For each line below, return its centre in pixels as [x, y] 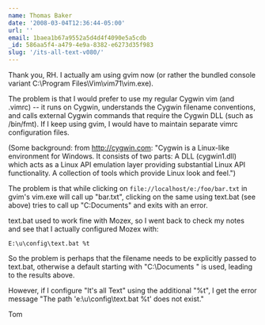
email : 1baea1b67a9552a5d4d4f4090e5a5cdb [78, 38]
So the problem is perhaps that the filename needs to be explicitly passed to [132, 258]
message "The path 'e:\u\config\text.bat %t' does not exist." [106, 299]
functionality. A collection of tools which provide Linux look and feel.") [122, 173]
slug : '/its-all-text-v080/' [56, 52]
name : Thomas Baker [40, 15]
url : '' [21, 30]
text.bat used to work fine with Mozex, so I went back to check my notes [127, 220]
